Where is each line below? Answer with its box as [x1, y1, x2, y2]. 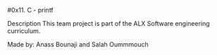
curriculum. [7, 27, 41, 35]
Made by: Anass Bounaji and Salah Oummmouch [7, 40, 149, 48]
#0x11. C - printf [7, 6, 54, 14]
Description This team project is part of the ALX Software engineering [7, 19, 210, 27]
